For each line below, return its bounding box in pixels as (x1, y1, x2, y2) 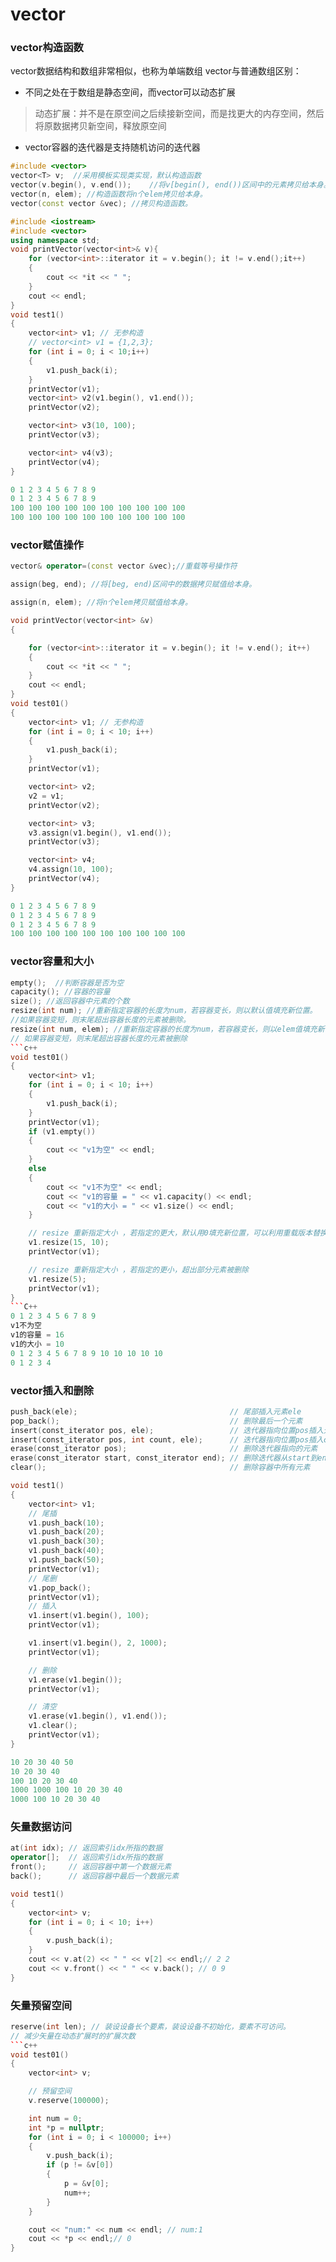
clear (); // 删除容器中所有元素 (10, 1463, 311, 1473)
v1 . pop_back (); (28, 1583, 92, 1593)
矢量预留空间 (10, 1998, 73, 2012)
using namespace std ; (10, 235, 101, 245)
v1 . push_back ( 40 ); (28, 1546, 105, 1556)
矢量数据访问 (10, 1820, 73, 1834)
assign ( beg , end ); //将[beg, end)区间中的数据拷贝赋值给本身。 (10, 579, 257, 590)
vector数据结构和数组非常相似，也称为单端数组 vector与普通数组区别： (10, 65, 302, 77)
